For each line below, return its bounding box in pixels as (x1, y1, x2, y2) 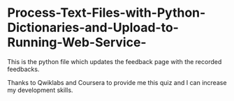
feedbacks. (7, 65, 40, 73)
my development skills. (7, 86, 73, 94)
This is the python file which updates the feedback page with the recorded (7, 57, 222, 65)
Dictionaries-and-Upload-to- (7, 20, 180, 36)
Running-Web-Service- (7, 35, 147, 50)
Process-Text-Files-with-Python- (7, 5, 206, 21)
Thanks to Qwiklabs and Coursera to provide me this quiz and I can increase (7, 78, 227, 86)
